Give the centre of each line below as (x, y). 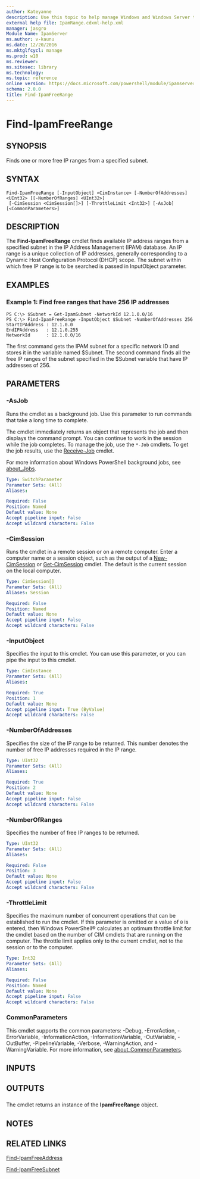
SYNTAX (23, 179)
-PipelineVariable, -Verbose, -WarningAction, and (93, 1043)
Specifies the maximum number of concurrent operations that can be (91, 916)
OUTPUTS (25, 1088)
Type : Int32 (21, 958)
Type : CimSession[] (30, 582)
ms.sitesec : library (32, 67)
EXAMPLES (28, 285)
